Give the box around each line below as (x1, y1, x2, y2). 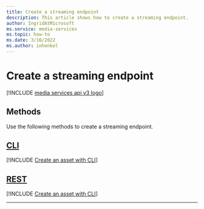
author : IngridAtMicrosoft (6, 20, 75, 26)
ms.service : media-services (6, 26, 78, 32)
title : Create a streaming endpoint (6, 9, 99, 15)
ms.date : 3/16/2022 (6, 37, 56, 43)
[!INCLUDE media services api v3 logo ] (6, 89, 104, 96)
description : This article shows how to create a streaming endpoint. (6, 15, 189, 21)
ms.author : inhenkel (6, 43, 59, 49)
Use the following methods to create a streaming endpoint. (6, 123, 154, 130)
